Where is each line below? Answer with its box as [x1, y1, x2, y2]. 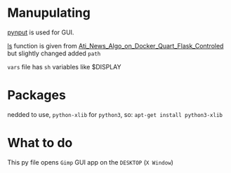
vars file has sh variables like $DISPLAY [7, 62, 121, 71]
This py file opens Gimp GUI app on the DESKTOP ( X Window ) [7, 158, 174, 166]
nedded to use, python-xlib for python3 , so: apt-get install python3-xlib [7, 110, 223, 118]
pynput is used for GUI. [7, 28, 74, 36]
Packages [7, 88, 67, 103]
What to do [7, 135, 73, 151]
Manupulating [7, 5, 91, 21]
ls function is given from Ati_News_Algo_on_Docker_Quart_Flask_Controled [7, 41, 224, 50]
